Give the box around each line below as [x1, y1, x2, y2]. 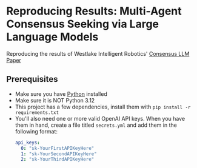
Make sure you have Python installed [15, 90, 107, 98]
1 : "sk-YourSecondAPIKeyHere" [21, 150, 97, 157]
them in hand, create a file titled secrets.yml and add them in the [15, 121, 177, 129]
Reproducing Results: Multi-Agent [6, 4, 182, 18]
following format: [15, 127, 58, 135]
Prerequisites [6, 74, 58, 84]
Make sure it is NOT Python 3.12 [15, 96, 95, 104]
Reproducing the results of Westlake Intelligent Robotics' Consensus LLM [6, 50, 190, 57]
